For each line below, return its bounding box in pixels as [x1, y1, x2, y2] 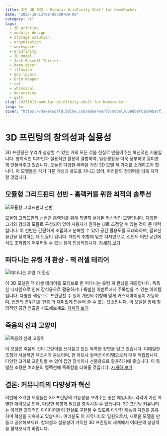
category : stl [5, 16, 35, 21]
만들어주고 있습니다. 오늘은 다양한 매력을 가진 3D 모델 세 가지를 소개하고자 [10, 162, 154, 168]
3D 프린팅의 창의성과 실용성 [5, 132, 112, 143]
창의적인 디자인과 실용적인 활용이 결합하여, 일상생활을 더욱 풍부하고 [15, 155, 146, 162]
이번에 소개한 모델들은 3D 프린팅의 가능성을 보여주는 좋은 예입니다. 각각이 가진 [5, 395, 157, 401]
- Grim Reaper [9, 77, 39, 82]
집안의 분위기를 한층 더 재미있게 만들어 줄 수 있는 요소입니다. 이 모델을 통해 [11, 299, 156, 305]
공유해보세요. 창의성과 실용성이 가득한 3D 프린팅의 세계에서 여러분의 [14, 420, 147, 426]
